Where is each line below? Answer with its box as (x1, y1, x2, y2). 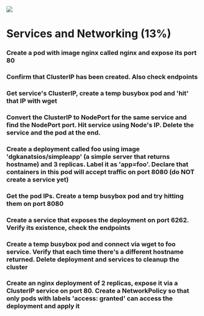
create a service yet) (6, 175, 69, 183)
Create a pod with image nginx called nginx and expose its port (6, 49, 197, 57)
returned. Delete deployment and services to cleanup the (6, 255, 180, 263)
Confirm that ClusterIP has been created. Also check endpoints (6, 73, 199, 81)
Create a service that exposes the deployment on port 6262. (6, 216, 189, 224)
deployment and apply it (6, 302, 80, 310)
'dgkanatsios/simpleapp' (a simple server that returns (6, 152, 170, 161)
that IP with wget (6, 97, 57, 105)
